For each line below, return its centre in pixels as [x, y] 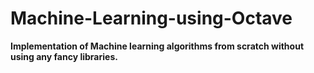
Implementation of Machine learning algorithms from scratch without [157, 46]
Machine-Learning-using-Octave [151, 18]
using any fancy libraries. [64, 56]
